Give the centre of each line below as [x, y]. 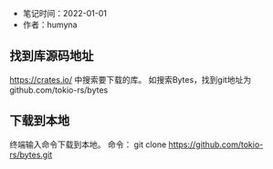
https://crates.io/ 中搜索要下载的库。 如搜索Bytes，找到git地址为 [131, 79]
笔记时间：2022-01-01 [65, 13]
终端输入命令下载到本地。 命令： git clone [88, 144]
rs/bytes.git [31, 154]
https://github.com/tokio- [216, 144]
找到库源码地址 [52, 56]
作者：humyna [50, 25]
